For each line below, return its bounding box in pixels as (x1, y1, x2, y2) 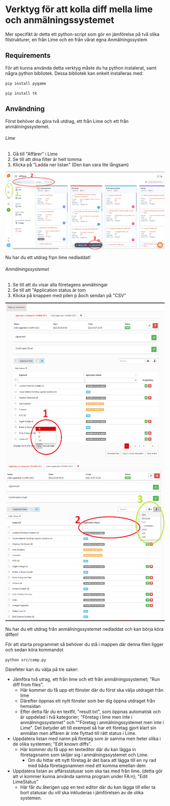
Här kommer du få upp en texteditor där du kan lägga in (20, 747, 136, 753)
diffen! (5, 631, 19, 638)
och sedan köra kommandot (5, 647, 64, 653)
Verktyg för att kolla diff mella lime (5, 4, 153, 15)
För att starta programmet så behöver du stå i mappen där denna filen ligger (5, 641, 164, 648)
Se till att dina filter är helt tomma (12, 156, 82, 162)
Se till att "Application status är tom (12, 287, 86, 293)
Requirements (5, 51, 51, 60)
